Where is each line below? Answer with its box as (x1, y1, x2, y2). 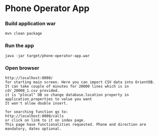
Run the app (5, 42, 34, 49)
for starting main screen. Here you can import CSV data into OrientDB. (5, 80, 155, 85)
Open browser (5, 64, 40, 71)
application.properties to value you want (5, 97, 92, 102)
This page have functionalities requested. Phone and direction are (5, 122, 146, 127)
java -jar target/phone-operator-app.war (5, 53, 90, 58)
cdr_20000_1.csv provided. (5, 88, 60, 93)
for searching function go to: (5, 109, 68, 114)
